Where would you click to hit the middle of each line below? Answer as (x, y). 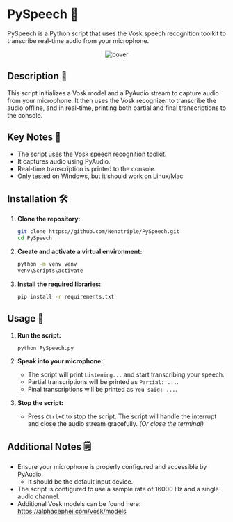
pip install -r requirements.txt (66, 296)
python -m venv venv (47, 264)
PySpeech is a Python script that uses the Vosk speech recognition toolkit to (116, 33)
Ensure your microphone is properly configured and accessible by (112, 467)
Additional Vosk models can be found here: (79, 504)
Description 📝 (37, 76)
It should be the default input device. (80, 482)
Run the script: (39, 335)
